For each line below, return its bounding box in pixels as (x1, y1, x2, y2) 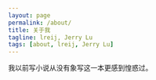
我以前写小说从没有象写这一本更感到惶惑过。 (8, 64, 153, 73)
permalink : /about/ (8, 19, 72, 27)
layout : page (8, 11, 51, 20)
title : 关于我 (8, 26, 51, 34)
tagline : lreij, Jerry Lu (8, 33, 93, 42)
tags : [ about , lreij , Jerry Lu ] (8, 41, 114, 49)
